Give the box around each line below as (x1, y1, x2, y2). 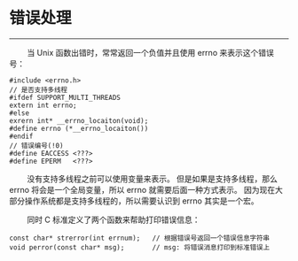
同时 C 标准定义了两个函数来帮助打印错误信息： (26, 214, 201, 225)
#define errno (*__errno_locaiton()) (9, 124, 149, 133)
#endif (9, 132, 34, 141)
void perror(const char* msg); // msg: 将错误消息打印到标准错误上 (9, 242, 271, 252)
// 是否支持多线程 (9, 85, 68, 94)
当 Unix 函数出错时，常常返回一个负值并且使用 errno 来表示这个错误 (26, 47, 275, 58)
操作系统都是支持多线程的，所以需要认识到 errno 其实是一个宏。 (24, 196, 259, 206)
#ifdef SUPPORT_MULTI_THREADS (9, 93, 122, 102)
